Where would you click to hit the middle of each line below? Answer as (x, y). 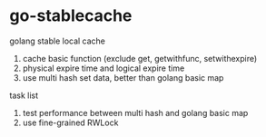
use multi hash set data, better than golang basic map (123, 77)
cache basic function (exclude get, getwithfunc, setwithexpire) (140, 58)
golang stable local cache (58, 41)
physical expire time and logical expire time (103, 68)
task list (24, 95)
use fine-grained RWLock (70, 122)
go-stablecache (71, 16)
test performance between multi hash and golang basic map (135, 113)
